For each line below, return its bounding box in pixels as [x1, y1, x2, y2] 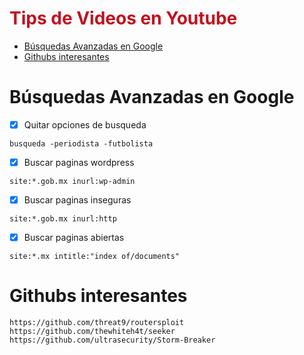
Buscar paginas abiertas [23, 232, 125, 244]
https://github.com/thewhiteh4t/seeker [9, 327, 176, 337]
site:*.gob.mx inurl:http [9, 214, 117, 224]
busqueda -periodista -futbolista [9, 138, 154, 149]
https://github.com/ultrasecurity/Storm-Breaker [9, 335, 216, 346]
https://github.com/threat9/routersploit [9, 318, 185, 328]
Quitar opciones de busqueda [23, 118, 147, 131]
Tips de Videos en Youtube [9, 7, 238, 30]
